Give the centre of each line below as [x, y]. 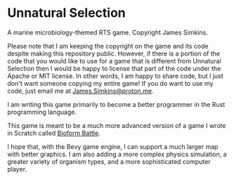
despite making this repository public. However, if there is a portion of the [113, 53]
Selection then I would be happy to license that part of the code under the [114, 68]
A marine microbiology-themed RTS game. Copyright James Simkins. [108, 32]
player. [17, 169]
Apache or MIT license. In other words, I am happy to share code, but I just [115, 76]
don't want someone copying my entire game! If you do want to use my [110, 83]
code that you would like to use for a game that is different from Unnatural [114, 60]
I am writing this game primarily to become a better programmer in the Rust [116, 104]
